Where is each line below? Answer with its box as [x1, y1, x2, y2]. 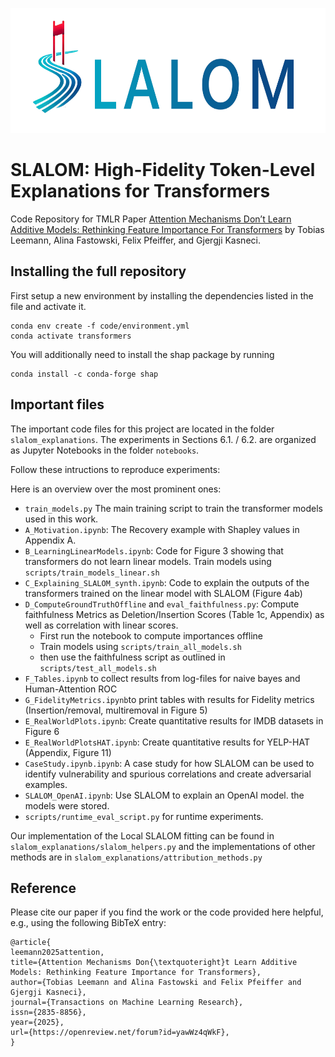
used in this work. [24, 513, 99, 525]
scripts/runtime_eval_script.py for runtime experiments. [24, 810, 264, 822]
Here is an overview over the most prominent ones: [10, 483, 222, 495]
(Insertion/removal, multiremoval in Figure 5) [24, 704, 208, 716]
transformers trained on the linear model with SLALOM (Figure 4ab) [24, 587, 303, 599]
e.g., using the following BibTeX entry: [10, 917, 167, 929]
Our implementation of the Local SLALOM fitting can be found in [10, 829, 275, 842]
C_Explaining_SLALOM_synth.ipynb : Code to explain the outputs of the [24, 576, 310, 588]
